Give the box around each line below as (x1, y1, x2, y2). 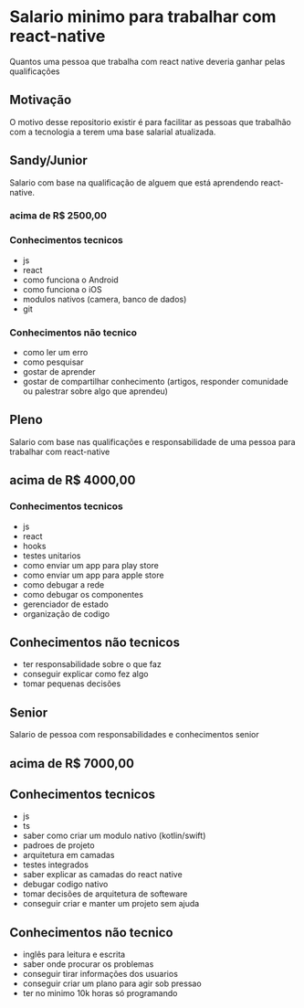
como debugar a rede (22, 578, 105, 590)
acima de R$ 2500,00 (9, 209, 108, 222)
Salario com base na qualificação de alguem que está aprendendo (9, 176, 259, 188)
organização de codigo (22, 608, 110, 619)
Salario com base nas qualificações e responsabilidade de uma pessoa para (9, 436, 296, 447)
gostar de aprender (22, 366, 96, 377)
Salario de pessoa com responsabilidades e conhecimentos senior (9, 729, 259, 740)
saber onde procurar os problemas (22, 959, 154, 970)
